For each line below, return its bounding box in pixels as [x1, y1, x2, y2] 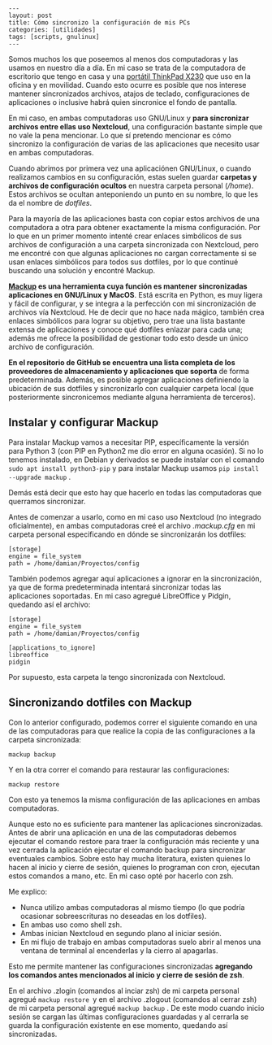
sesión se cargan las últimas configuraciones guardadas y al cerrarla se [8, 1012, 249, 1021]
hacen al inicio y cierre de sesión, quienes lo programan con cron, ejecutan [8, 862, 261, 872]
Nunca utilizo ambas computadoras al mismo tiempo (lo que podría [19, 902, 245, 912]
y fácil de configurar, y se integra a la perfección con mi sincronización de [8, 298, 257, 308]
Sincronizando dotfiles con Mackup [8, 696, 192, 710]
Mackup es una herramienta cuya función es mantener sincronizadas [8, 281, 248, 291]
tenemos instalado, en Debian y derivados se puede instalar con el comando [8, 455, 265, 464]
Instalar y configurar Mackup [8, 416, 159, 429]
